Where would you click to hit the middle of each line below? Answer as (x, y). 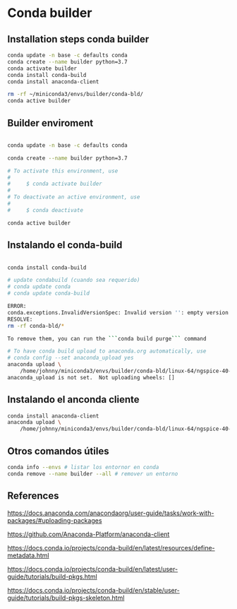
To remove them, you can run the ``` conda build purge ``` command (107, 338)
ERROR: (17, 306)
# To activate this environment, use (63, 171)
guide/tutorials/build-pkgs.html (52, 577)
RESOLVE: (20, 319)
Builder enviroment (50, 123)
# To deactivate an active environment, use (74, 197)
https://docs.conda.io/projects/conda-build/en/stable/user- (93, 590)
